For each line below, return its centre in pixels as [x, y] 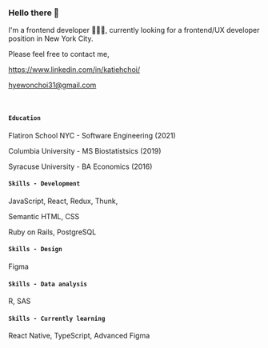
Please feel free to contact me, [59, 54]
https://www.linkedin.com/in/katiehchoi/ [74, 70]
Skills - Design [35, 250]
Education [25, 118]
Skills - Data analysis [48, 284]
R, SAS [20, 301]
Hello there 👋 [34, 13]
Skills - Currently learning [57, 318]
